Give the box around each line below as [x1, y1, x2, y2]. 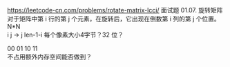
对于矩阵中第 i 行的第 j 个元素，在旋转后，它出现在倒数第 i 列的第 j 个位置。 [7, 15, 221, 23]
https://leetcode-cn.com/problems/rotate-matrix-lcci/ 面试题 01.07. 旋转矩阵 [7, 6, 223, 14]
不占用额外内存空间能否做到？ [7, 52, 92, 61]
